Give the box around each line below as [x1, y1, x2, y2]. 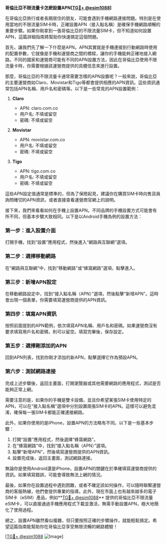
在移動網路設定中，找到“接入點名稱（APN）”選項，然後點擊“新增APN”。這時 [5, 291, 159, 296]
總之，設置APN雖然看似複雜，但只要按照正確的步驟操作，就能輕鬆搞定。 [5, 517, 153, 523]
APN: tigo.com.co [19, 168, 56, 174]
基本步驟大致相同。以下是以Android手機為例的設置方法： [26, 213, 142, 219]
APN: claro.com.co [19, 105, 58, 111]
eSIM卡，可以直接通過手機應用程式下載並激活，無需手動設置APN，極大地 [5, 501, 155, 506]
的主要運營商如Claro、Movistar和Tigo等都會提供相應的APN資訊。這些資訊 [5, 80, 156, 85]
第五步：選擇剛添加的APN [5, 342, 67, 349]
